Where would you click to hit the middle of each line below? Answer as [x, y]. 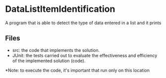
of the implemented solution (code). [49, 61]
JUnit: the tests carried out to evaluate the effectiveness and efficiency [85, 55]
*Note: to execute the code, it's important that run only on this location [77, 70]
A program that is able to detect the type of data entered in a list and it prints [83, 23]
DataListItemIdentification [60, 9]
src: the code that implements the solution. [56, 50]
